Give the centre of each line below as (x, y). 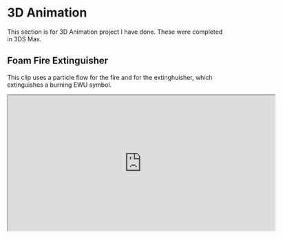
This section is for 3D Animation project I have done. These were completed (115, 32)
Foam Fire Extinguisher (58, 61)
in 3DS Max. (24, 39)
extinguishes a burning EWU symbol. (60, 85)
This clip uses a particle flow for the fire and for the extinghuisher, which (110, 77)
